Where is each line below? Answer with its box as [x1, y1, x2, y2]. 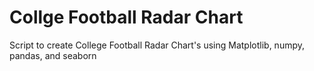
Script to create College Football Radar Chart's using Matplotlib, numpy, [9, 39, 306, 51]
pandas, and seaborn [9, 49, 97, 61]
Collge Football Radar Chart [9, 6, 244, 29]
